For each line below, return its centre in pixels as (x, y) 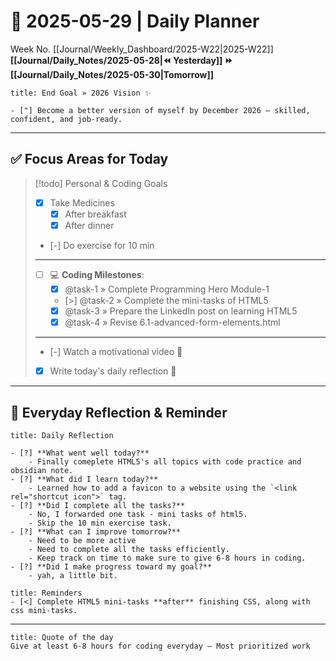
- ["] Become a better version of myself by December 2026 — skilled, (160, 110)
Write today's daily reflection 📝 (113, 371)
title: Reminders (46, 593)
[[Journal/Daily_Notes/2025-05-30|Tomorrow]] (112, 74)
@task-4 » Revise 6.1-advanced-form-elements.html (172, 322)
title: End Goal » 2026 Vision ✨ (81, 93)
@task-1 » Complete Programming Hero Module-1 (167, 289)
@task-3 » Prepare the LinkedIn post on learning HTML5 (181, 311)
